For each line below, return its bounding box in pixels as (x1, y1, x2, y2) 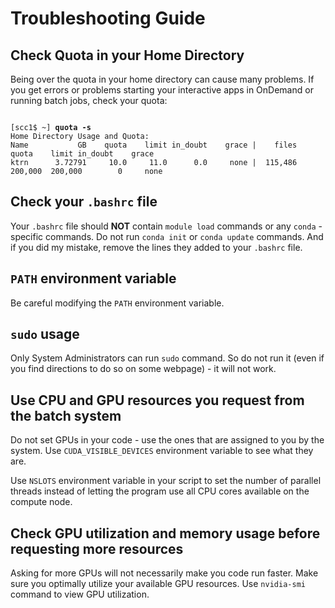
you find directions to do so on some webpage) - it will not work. (10, 363, 277, 375)
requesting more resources (10, 540, 184, 557)
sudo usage (10, 326, 80, 343)
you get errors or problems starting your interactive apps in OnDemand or (10, 84, 314, 96)
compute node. (10, 496, 73, 508)
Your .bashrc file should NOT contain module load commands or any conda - (10, 220, 323, 232)
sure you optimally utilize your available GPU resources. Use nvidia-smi (10, 578, 306, 590)
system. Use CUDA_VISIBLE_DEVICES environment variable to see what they (10, 445, 314, 457)
